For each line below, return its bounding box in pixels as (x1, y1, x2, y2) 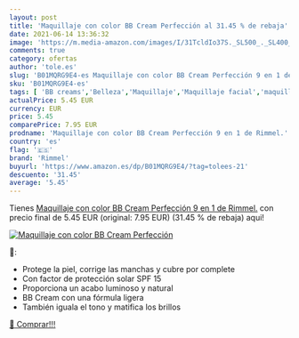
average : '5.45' (9, 179, 69, 188)
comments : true (9, 46, 66, 55)
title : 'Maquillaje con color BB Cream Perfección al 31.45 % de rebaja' (9, 21, 289, 30)
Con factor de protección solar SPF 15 (21, 273, 162, 285)
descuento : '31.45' (9, 170, 82, 179)
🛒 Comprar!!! (9, 319, 56, 330)
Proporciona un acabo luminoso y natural (21, 283, 174, 294)
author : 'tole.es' (9, 63, 77, 72)
